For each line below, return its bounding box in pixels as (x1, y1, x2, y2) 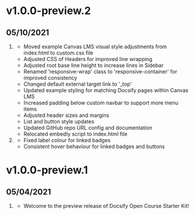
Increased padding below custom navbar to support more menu (23, 99, 179, 106)
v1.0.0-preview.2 (6, 4, 91, 18)
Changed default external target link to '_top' (23, 80, 133, 88)
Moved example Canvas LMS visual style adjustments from (23, 43, 167, 50)
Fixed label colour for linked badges (23, 137, 111, 143)
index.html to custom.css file (23, 49, 94, 56)
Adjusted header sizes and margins (23, 112, 110, 119)
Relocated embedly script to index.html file (23, 130, 128, 137)
